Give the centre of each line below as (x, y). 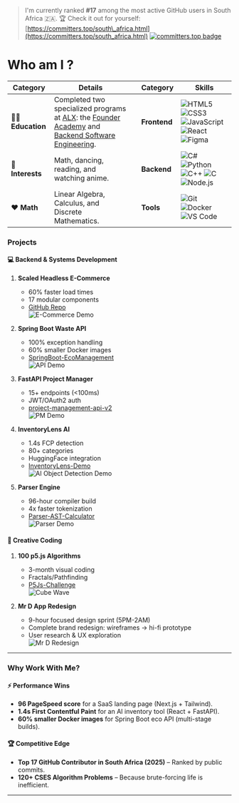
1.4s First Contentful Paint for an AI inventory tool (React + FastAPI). (118, 712)
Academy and (77, 126)
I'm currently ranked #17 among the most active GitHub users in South (128, 10)
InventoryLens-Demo (59, 466)
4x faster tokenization (60, 508)
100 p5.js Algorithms (49, 556)
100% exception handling (65, 342)
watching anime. (81, 178)
